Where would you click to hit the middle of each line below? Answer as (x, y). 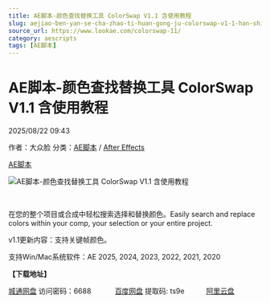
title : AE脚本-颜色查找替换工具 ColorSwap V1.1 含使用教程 (100, 16)
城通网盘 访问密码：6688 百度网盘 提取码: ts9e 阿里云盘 (121, 291)
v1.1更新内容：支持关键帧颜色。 (60, 240)
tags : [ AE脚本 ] (33, 46)
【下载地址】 (29, 274)
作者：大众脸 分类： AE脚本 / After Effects (76, 147)
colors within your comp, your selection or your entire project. (110, 223)
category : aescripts (43, 38)
